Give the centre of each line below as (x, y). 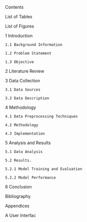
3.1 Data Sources (23, 90)
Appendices (17, 206)
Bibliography (18, 196)
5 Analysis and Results (28, 143)
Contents (14, 7)
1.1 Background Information (34, 45)
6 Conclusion (18, 187)
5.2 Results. (18, 160)
